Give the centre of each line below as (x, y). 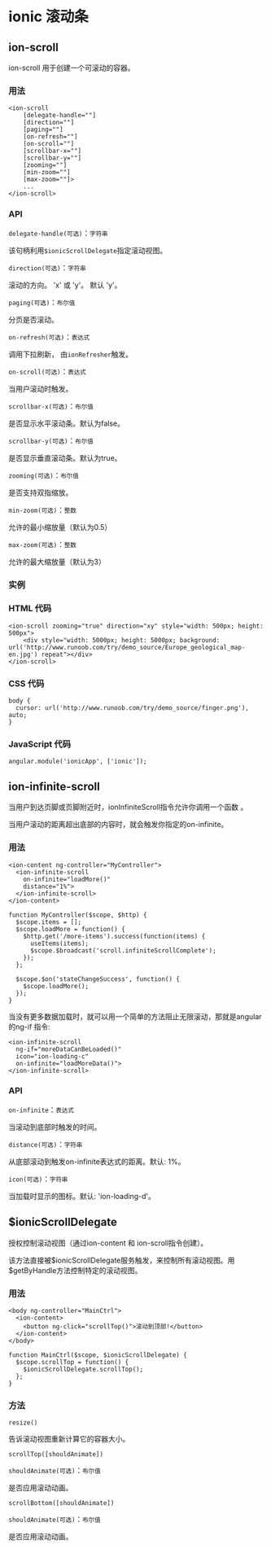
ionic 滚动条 (48, 17)
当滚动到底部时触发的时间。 (55, 1127)
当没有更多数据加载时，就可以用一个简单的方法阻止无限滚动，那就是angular (135, 1016)
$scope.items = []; (49, 922)
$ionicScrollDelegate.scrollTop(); (83, 1369)
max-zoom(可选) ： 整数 (43, 544)
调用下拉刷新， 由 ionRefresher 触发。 (70, 354)
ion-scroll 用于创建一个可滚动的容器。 (72, 68)
